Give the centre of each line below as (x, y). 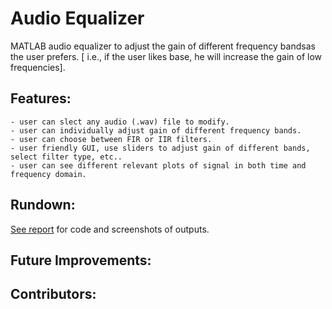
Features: (41, 98)
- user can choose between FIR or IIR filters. (111, 139)
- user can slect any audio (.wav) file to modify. (120, 122)
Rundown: (43, 205)
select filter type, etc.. (66, 157)
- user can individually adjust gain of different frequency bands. (156, 130)
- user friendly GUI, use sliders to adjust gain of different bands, (160, 148)
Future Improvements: (81, 260)
